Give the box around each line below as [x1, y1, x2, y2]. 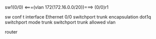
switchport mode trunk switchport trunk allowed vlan [5, 19, 116, 25]
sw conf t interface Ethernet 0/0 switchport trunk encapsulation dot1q [5, 14, 151, 19]
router [5, 29, 18, 34]
